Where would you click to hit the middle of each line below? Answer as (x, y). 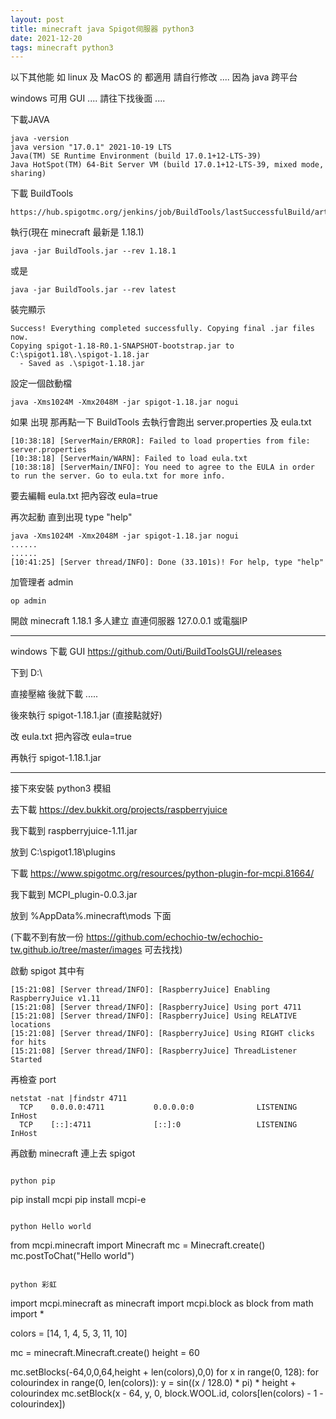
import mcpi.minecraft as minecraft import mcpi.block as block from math (162, 1303)
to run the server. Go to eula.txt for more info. (118, 476)
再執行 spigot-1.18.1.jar (56, 758)
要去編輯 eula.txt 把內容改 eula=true (84, 496)
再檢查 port (33, 1080)
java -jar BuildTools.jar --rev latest (93, 290)
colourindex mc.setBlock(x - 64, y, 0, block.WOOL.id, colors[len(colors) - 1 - (167, 1393)
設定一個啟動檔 (41, 383)
